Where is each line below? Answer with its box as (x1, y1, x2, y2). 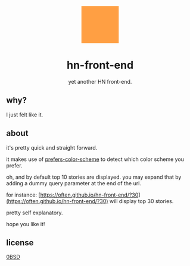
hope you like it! (6, 220, 45, 227)
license (6, 237, 34, 248)
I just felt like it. (6, 111, 43, 118)
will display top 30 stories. (109, 197, 174, 204)
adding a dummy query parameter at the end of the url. (6, 179, 142, 186)
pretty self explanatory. (6, 209, 64, 216)
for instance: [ (6, 191, 41, 198)
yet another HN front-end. (68, 78, 132, 85)
